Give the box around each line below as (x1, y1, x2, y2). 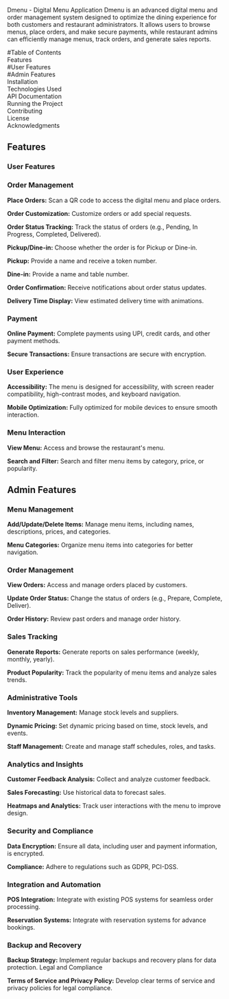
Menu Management (7, 505, 74, 514)
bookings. (7, 923, 36, 931)
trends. (7, 675, 27, 683)
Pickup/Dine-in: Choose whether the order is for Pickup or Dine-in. (7, 243, 197, 252)
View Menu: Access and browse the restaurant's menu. (7, 443, 165, 452)
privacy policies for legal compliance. (7, 984, 113, 992)
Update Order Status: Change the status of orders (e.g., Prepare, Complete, (7, 594, 223, 602)
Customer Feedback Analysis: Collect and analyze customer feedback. (7, 775, 211, 783)
